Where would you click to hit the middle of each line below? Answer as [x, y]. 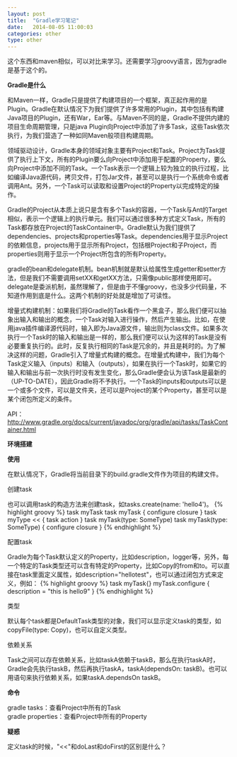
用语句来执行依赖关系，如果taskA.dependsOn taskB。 [86, 678]
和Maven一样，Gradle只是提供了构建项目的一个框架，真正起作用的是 [108, 100]
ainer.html [22, 429]
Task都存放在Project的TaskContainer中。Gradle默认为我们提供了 [102, 228]
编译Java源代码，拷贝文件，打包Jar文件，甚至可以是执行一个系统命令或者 [121, 177]
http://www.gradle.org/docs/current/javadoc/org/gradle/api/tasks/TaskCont [118, 422]
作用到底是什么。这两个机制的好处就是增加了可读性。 [97, 296]
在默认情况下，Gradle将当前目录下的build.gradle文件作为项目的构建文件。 [115, 474]
